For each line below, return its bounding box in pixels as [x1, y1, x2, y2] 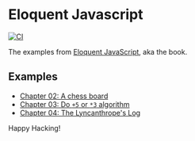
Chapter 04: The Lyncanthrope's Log [19, 108, 141, 117]
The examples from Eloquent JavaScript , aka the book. [8, 47, 188, 56]
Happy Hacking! [8, 123, 61, 132]
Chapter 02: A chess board [19, 91, 109, 101]
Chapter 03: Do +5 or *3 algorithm [19, 99, 130, 109]
